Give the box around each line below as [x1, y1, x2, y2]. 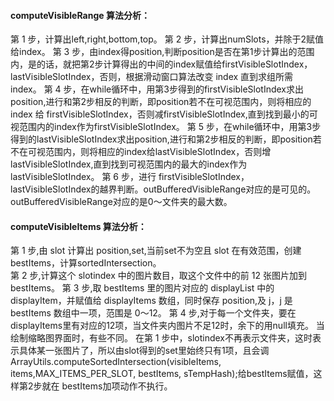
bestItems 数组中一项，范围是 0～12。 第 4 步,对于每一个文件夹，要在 [10, 307, 297, 319]
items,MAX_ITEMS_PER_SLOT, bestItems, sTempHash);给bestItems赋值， [10, 368, 314, 380]
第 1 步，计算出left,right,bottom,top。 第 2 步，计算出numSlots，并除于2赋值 [10, 33, 325, 45]
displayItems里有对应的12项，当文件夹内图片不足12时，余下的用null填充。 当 [10, 320, 325, 332]
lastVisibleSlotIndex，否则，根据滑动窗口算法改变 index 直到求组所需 [10, 71, 294, 83]
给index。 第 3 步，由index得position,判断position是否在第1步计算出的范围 [10, 46, 315, 58]
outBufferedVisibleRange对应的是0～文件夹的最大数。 [10, 196, 233, 208]
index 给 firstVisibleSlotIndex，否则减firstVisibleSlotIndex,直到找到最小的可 [10, 108, 318, 120]
